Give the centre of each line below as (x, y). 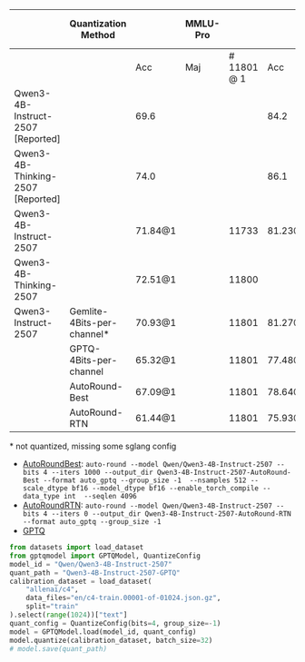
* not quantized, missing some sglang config (93, 446)
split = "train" (52, 607)
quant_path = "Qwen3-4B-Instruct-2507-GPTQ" (95, 573)
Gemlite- (89, 311)
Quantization (98, 24)
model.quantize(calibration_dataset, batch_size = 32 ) (111, 640)
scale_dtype (45, 489)
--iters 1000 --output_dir (102, 472)
